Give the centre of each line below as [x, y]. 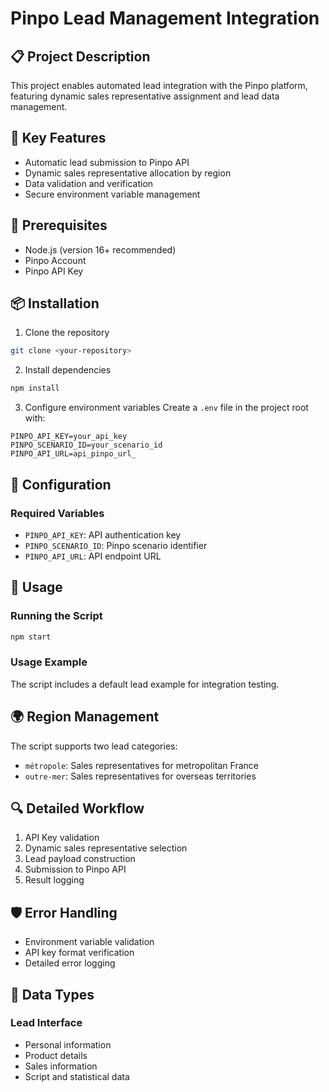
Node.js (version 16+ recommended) [100, 249]
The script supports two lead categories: [94, 746]
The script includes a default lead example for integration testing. [145, 684]
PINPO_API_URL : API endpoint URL [93, 556]
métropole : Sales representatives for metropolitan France [141, 765]
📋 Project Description [80, 56]
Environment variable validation [89, 942]
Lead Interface [46, 1023]
